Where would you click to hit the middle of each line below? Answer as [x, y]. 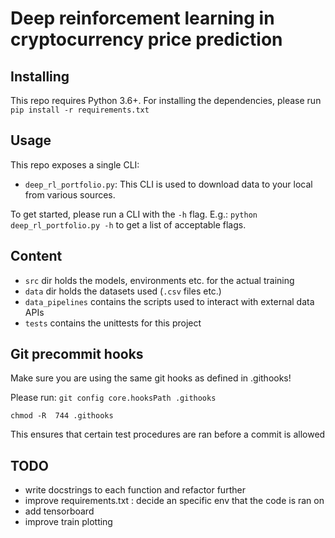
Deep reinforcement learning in [142, 18]
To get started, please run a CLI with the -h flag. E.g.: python [134, 214]
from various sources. [70, 194]
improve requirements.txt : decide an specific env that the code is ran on [174, 501]
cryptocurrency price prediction [146, 39]
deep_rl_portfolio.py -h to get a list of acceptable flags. [128, 224]
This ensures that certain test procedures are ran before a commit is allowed [168, 434]
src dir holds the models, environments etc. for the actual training [159, 280]
